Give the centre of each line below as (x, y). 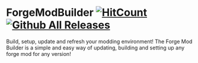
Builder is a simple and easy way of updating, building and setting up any (95, 48)
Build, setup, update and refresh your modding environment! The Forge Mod (99, 41)
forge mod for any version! (39, 54)
